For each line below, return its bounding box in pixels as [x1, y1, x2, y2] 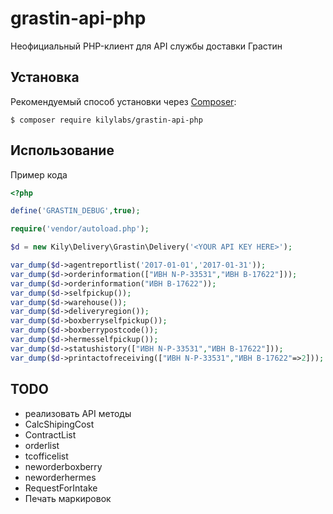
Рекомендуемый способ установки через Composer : [10, 95, 237, 107]
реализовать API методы [24, 407, 132, 419]
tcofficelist [24, 450, 69, 462]
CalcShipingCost [24, 418, 95, 430]
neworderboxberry [24, 460, 103, 472]
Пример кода [10, 168, 68, 181]
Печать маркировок [24, 492, 112, 504]
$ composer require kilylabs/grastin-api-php [10, 115, 203, 125]
